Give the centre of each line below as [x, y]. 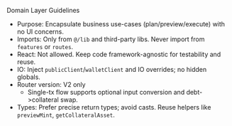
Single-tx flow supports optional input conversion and [106, 92]
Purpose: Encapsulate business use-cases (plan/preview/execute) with [121, 24]
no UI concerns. [40, 32]
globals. [28, 77]
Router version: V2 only [51, 84]
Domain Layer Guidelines [43, 10]
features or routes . [45, 47]
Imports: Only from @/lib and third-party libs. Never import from [111, 39]
